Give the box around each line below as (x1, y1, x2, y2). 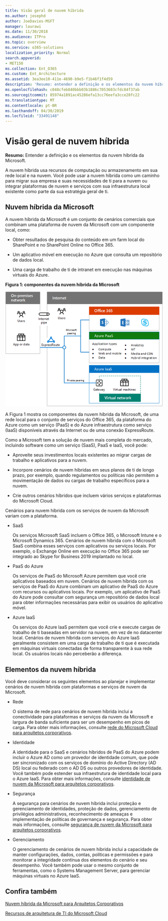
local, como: (5, 226, 31, 232)
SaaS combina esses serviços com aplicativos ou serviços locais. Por (12, 543, 156, 549)
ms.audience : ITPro (5, 34, 46, 39)
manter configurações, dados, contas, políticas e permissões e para (12, 851, 153, 857)
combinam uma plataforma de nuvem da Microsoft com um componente (5, 221, 154, 227)
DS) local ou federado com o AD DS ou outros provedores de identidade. (12, 765, 162, 771)
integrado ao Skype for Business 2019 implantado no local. (12, 553, 134, 559)
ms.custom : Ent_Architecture (5, 71, 66, 76)
